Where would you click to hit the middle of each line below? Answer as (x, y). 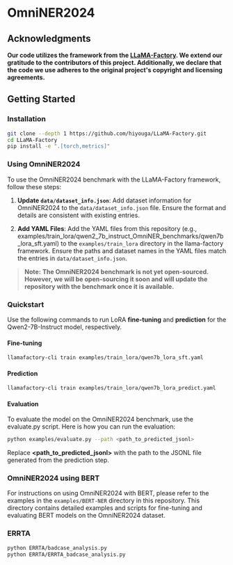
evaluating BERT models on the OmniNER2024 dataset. (86, 516)
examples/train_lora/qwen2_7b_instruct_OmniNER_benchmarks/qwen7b (120, 236)
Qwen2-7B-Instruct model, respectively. (65, 327)
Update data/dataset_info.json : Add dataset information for (104, 200)
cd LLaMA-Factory (32, 140)
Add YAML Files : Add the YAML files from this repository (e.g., (107, 228)
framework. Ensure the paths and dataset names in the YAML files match (122, 250)
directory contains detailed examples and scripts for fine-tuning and (105, 508)
